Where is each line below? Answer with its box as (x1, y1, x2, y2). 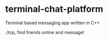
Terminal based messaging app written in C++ (5, 20, 101, 26)
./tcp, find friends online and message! (5, 29, 85, 35)
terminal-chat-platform (5, 3, 104, 15)
